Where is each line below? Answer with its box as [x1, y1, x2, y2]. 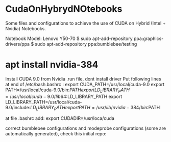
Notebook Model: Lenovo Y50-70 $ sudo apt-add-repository [5, 35, 133, 42]
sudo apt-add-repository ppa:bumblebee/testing [35, 40, 137, 47]
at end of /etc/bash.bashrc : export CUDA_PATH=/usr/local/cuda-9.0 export [5, 81, 165, 87]
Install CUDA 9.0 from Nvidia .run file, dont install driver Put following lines [5, 75, 162, 82]
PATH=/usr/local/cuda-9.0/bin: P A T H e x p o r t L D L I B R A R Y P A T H [5, 87, 130, 94]
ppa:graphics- [133, 35, 164, 42]
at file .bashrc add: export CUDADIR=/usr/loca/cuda [5, 115, 115, 121]
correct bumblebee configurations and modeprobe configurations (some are [5, 125, 166, 131]
